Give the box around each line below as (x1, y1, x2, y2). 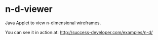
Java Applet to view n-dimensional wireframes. (5, 20, 101, 26)
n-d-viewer (5, 3, 53, 15)
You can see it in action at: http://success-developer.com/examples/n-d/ (5, 29, 153, 35)
